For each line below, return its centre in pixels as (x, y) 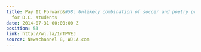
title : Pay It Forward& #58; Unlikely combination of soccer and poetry (97, 12)
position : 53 (22, 28)
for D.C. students (35, 17)
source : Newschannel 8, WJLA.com (48, 39)
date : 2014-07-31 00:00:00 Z (42, 23)
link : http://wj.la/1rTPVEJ (41, 34)
